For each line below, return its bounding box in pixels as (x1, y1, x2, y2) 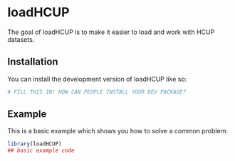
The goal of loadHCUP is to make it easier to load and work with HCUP (7, 28, 215, 36)
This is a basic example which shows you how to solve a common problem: (7, 127, 228, 135)
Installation (7, 56, 58, 68)
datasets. (7, 35, 35, 43)
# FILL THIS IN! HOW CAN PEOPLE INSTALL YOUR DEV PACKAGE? (7, 88, 187, 96)
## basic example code (7, 147, 75, 155)
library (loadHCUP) (7, 140, 62, 148)
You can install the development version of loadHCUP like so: (7, 74, 187, 83)
